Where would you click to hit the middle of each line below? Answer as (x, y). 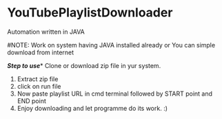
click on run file (39, 86)
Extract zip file (38, 79)
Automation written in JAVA (46, 32)
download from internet (41, 52)
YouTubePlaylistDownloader (90, 13)
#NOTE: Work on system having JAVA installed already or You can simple (111, 45)
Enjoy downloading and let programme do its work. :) (92, 108)
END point (32, 100)
